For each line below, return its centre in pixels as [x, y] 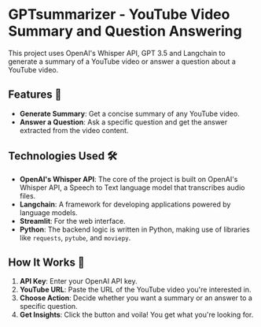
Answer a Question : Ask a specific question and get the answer [123, 122]
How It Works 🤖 [46, 262]
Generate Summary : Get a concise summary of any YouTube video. [129, 113]
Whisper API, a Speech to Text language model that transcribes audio [132, 188]
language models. [48, 212]
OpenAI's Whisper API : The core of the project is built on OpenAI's [129, 179]
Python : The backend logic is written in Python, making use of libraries [134, 229]
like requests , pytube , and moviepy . [75, 237]
